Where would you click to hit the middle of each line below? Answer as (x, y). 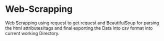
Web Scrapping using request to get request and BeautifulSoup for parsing (82, 23)
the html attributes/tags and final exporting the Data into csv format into (79, 28)
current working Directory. (32, 33)
